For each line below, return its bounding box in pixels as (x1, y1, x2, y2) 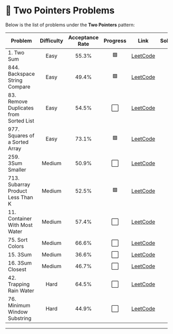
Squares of (8, 132, 34, 139)
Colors (8, 242, 24, 250)
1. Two (8, 49, 25, 56)
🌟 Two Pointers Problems (5, 5, 115, 16)
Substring (8, 314, 32, 322)
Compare (8, 83, 31, 90)
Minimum (8, 302, 31, 309)
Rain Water (8, 287, 34, 294)
